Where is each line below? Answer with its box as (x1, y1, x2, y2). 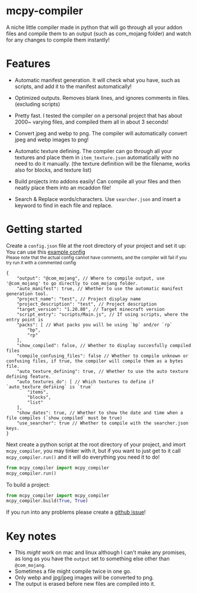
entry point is (6, 316, 44, 323)
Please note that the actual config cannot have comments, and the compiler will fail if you (6, 254, 187, 261)
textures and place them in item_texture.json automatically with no (14, 154, 179, 161)
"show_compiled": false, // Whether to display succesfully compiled (17, 342, 192, 348)
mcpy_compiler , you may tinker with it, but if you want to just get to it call (6, 447, 181, 454)
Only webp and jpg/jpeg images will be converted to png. (14, 574, 155, 581)
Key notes (6, 529, 57, 543)
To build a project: (6, 481, 50, 488)
